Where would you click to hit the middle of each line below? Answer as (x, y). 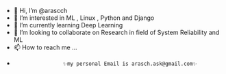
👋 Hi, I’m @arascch (40, 11)
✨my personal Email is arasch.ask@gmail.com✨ (130, 64)
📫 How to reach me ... (45, 47)
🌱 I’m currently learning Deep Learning (68, 25)
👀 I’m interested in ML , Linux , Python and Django (84, 18)
